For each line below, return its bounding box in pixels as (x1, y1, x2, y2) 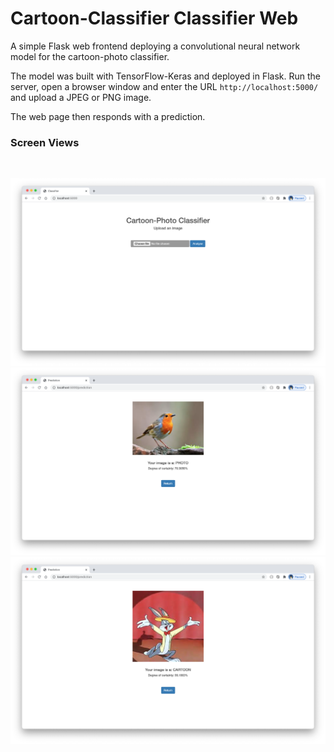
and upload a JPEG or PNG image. (10, 91, 152, 103)
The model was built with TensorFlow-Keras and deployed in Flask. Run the (10, 70, 322, 82)
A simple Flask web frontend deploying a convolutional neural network (10, 40, 301, 52)
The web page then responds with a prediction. (10, 110, 206, 122)
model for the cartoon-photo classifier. (10, 50, 170, 62)
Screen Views (10, 135, 80, 149)
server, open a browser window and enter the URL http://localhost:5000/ (10, 80, 319, 92)
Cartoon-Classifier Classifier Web (10, 7, 299, 30)
